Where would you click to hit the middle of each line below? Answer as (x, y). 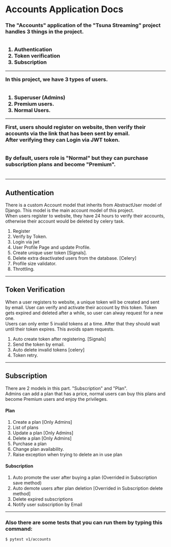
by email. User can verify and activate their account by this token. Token (81, 307)
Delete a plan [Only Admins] (42, 438)
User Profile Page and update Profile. (51, 247)
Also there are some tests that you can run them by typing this (84, 522)
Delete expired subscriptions (43, 499)
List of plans (26, 427)
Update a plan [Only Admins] (43, 433)
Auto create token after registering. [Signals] (59, 339)
